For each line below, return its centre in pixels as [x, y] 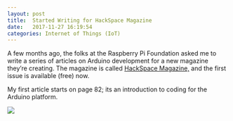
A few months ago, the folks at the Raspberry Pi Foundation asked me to [112, 53]
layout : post [26, 14]
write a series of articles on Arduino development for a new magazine [108, 61]
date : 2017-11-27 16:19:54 [50, 27]
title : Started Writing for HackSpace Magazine [80, 20]
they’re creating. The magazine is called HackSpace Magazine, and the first [117, 68]
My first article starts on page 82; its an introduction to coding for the [107, 89]
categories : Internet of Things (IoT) [64, 33]
